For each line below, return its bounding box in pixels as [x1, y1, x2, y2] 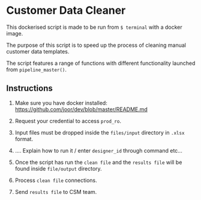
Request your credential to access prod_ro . [14, 117, 122, 124]
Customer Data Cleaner [6, 4, 126, 17]
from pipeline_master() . [6, 65, 67, 73]
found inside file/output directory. [14, 165, 102, 172]
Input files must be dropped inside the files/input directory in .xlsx [14, 129, 185, 136]
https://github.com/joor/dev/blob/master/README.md [14, 106, 148, 113]
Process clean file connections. [14, 177, 97, 184]
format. [14, 135, 34, 142]
